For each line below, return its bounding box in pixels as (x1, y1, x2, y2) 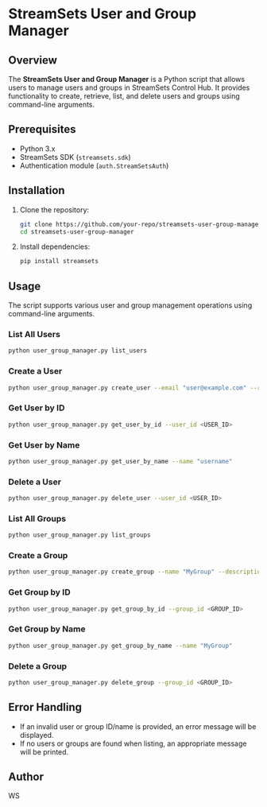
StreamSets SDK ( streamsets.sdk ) (19, 152, 131, 161)
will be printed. (19, 747, 69, 756)
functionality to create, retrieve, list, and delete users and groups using (8, 91, 240, 100)
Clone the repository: (19, 204, 90, 215)
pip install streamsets (19, 258, 99, 266)
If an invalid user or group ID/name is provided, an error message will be (19, 721, 257, 731)
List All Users (8, 328, 61, 339)
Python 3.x (19, 144, 56, 153)
